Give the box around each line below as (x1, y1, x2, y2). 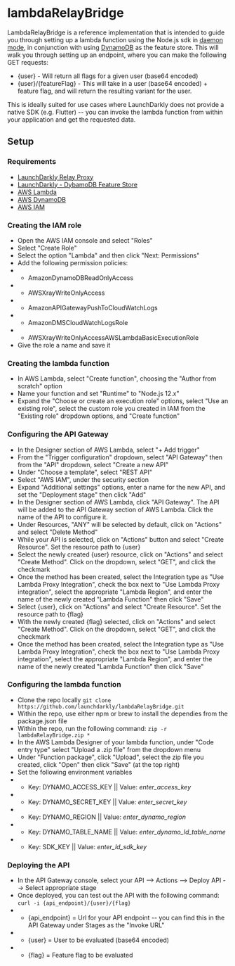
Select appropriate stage (25, 884, 97, 892)
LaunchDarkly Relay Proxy (17, 172, 94, 181)
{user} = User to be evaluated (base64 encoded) (27, 936, 170, 944)
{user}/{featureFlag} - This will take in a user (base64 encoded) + (17, 79, 208, 87)
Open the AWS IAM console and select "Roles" (17, 236, 153, 244)
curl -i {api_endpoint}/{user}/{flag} (17, 900, 131, 907)
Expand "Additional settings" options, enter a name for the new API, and (17, 483, 226, 491)
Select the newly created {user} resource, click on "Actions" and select (17, 550, 223, 559)
